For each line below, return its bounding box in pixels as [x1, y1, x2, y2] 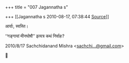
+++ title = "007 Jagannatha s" [5, 4, 68, 10]
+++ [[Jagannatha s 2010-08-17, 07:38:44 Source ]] [5, 14, 109, 19]
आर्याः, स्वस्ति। [5, 23, 29, 29]
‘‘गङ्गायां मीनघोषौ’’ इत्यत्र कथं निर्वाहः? [5, 33, 65, 39]
